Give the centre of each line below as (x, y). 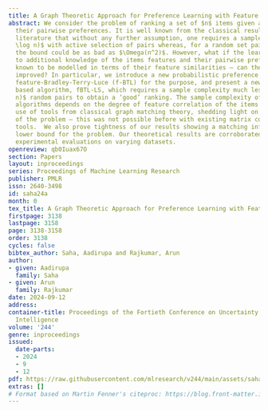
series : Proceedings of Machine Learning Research (94, 171)
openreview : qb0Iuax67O (48, 149)
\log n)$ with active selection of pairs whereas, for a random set (132, 45)
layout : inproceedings (46, 164)
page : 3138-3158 (35, 231)
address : (23, 305)
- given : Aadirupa (39, 268)
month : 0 (23, 201)
